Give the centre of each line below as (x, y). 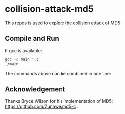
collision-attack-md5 (50, 9)
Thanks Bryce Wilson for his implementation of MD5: (59, 101)
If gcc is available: (24, 50)
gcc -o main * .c (22, 59)
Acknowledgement (35, 89)
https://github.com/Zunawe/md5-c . (42, 106)
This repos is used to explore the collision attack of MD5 (63, 23)
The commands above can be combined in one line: (58, 73)
